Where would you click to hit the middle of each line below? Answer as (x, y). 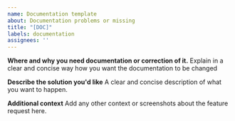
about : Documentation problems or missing (71, 21)
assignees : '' (28, 41)
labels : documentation (41, 34)
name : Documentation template (52, 14)
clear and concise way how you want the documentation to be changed (113, 68)
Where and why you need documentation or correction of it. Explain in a (115, 60)
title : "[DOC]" (30, 27)
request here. (27, 111)
